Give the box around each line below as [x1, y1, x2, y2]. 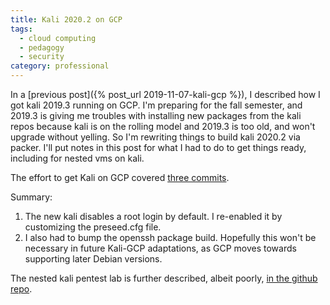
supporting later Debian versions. [24, 253, 163, 265]
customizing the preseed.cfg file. [24, 221, 162, 233]
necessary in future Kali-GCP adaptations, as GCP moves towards [24, 242, 297, 254]
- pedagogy [19, 42, 65, 53]
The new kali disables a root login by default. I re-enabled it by [24, 211, 283, 222]
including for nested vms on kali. [10, 152, 145, 164]
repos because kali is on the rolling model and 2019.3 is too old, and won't [10, 121, 316, 132]
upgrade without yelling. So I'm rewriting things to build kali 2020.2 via [10, 131, 301, 143]
